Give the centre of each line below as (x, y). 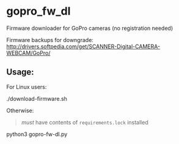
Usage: (20, 72)
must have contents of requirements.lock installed (85, 122)
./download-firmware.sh (37, 98)
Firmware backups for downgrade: (50, 40)
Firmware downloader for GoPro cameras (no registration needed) (90, 28)
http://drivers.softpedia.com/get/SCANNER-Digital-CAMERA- (83, 46)
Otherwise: (20, 110)
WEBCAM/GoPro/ (28, 52)
